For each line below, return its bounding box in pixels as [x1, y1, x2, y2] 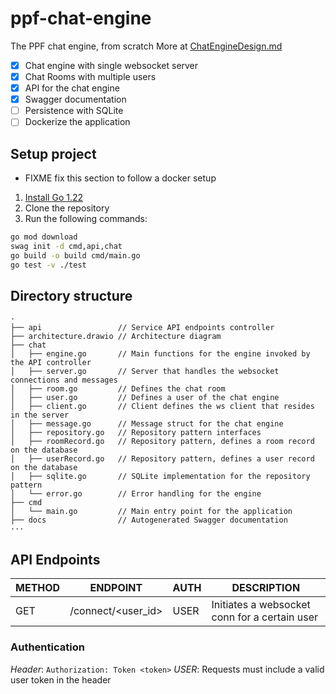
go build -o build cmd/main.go [10, 250, 141, 261]
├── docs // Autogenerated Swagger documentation [10, 515, 288, 526]
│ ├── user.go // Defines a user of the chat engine [10, 393, 280, 403]
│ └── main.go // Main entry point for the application [10, 507, 293, 517]
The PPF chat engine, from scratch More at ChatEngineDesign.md [10, 40, 283, 52]
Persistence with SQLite [24, 105, 124, 117]
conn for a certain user [211, 610, 319, 624]
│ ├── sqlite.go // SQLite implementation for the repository [10, 472, 311, 482]
